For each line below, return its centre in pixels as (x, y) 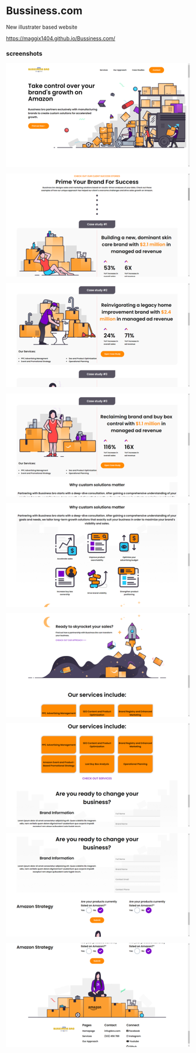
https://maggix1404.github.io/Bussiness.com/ (61, 38)
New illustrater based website (42, 27)
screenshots (24, 53)
